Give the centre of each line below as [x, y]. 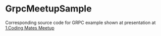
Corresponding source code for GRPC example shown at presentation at [80, 22]
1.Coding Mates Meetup [30, 27]
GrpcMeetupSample [48, 9]
